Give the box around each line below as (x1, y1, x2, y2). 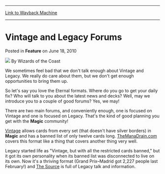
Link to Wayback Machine (5, 10, 57, 15)
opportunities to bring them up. (5, 78, 68, 84)
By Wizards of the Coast (11, 58, 60, 64)
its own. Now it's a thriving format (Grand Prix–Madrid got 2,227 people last (5, 158, 158, 164)
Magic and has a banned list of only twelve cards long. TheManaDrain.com (5, 133, 157, 139)
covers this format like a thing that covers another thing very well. (5, 138, 138, 144)
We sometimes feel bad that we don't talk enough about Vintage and (5, 68, 144, 73)
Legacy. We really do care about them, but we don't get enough (5, 72, 134, 79)
